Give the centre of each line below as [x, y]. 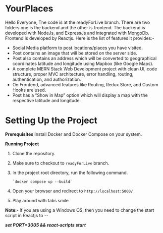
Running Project [22, 144]
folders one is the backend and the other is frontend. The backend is [75, 27]
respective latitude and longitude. [46, 100]
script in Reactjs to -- [27, 215]
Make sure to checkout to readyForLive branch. [61, 163]
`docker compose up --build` [42, 181]
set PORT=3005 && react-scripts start [46, 225]
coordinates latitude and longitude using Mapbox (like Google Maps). [83, 63]
